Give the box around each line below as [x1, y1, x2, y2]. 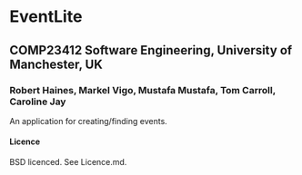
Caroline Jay [9, 95, 66, 108]
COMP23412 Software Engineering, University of [9, 43, 293, 58]
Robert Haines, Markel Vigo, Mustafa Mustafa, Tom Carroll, [9, 83, 276, 96]
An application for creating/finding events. [9, 115, 168, 126]
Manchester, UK [9, 56, 103, 72]
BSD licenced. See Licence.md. [9, 157, 127, 168]
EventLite [9, 6, 83, 27]
